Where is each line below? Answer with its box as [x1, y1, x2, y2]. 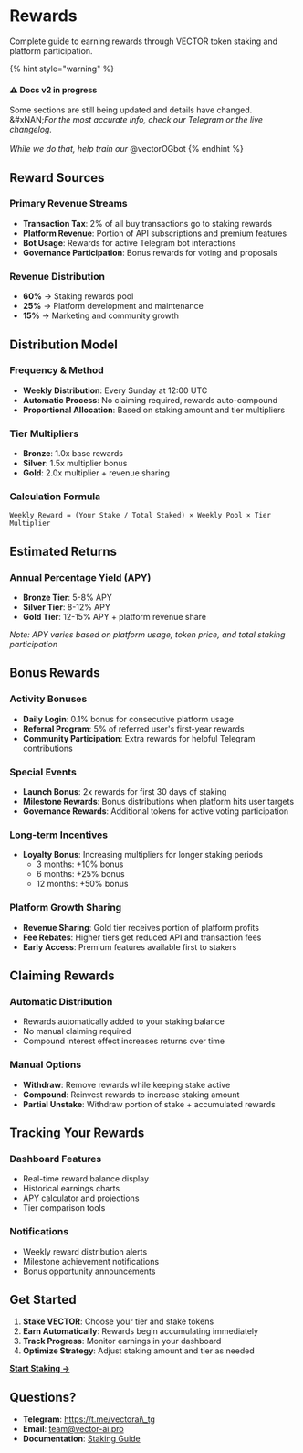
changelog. [9, 124, 53, 135]
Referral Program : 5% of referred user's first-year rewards [22, 723, 245, 734]
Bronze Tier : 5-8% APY [22, 592, 112, 604]
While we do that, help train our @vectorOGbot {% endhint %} [9, 144, 244, 155]
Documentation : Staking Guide [22, 1433, 141, 1445]
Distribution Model [9, 337, 119, 352]
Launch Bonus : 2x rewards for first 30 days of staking [22, 786, 227, 797]
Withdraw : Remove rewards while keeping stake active [22, 1079, 231, 1090]
